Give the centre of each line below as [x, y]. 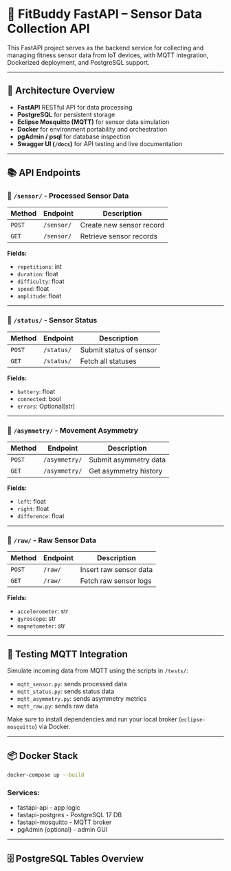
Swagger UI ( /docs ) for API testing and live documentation [100, 143]
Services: [23, 792]
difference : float [41, 516]
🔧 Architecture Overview [61, 91]
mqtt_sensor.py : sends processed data [72, 684]
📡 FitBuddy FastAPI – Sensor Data [105, 14]
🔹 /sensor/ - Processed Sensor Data [68, 196]
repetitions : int [39, 267]
